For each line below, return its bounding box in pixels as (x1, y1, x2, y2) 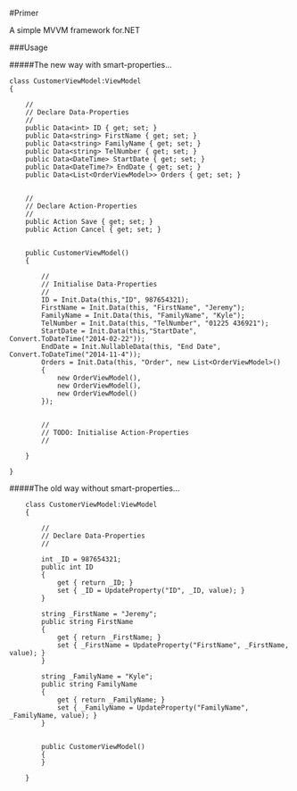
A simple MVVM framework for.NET (9, 25, 141, 35)
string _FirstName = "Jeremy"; (41, 610, 158, 619)
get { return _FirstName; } (56, 633, 162, 642)
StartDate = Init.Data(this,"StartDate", (41, 327, 198, 336)
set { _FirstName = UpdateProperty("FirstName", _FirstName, (56, 641, 290, 650)
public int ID (41, 562, 94, 571)
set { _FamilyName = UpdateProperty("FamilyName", (56, 704, 250, 712)
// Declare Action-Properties (25, 202, 138, 211)
